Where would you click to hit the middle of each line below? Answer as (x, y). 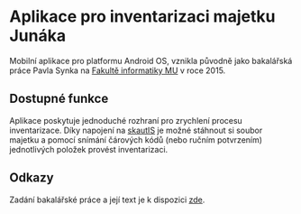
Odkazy (32, 178)
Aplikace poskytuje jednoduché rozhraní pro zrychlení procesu (126, 120)
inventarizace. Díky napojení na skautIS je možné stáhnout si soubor (136, 130)
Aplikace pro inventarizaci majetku (142, 17)
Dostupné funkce (59, 99)
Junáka (37, 36)
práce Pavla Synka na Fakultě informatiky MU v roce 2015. (118, 70)
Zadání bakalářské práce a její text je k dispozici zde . (107, 200)
